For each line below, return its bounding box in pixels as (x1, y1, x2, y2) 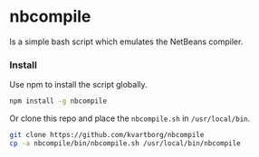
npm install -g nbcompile (9, 97, 107, 106)
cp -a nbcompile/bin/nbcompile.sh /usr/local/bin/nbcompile (9, 138, 242, 148)
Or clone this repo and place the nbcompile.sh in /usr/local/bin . (9, 113, 251, 124)
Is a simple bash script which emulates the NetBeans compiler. (9, 36, 244, 47)
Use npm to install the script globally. (9, 79, 148, 90)
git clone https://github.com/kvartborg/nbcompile (9, 131, 205, 140)
